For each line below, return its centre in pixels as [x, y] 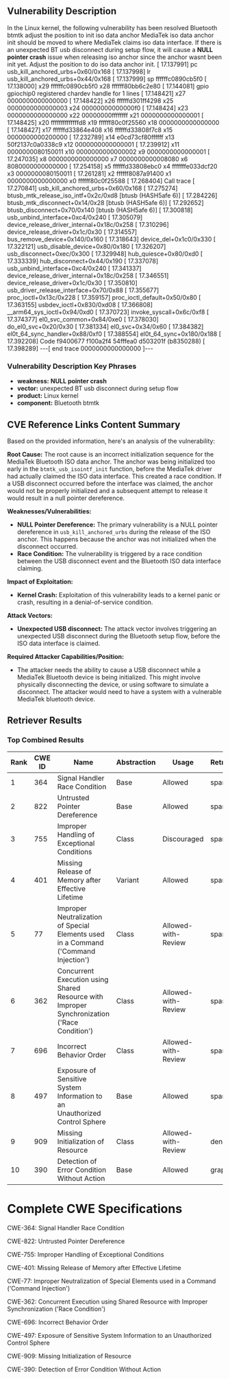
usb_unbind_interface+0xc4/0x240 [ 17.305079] [75, 217]
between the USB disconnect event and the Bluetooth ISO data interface [119, 561]
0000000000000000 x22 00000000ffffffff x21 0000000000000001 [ [105, 115]
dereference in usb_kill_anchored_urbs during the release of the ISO [114, 531]
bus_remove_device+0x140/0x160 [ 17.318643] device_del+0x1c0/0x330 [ [112, 239]
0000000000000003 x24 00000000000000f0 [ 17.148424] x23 [98, 108]
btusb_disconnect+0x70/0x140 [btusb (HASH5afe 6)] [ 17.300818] [100, 210]
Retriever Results [44, 720]
